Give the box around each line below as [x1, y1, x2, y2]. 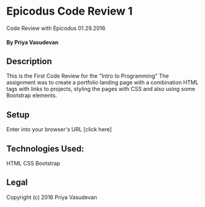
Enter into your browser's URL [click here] [6, 126, 112, 133]
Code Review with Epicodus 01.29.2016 [6, 24, 106, 32]
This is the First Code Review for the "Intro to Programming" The [6, 72, 170, 80]
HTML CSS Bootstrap [6, 159, 61, 167]
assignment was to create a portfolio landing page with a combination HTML [6, 79, 199, 86]
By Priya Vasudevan [6, 38, 59, 46]
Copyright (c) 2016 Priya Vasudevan [6, 194, 97, 201]
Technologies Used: [6, 143, 84, 154]
